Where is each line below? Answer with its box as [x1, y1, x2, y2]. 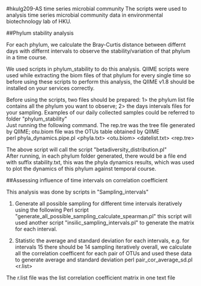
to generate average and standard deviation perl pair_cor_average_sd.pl [14, 256, 193, 263]
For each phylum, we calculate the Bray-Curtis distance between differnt [6, 41, 186, 48]
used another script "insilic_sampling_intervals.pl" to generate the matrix [14, 219, 195, 226]
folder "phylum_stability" [6, 115, 67, 122]
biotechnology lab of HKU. [6, 18, 72, 25]
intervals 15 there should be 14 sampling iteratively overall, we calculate [14, 243, 192, 251]
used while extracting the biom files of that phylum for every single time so [6, 72, 191, 79]
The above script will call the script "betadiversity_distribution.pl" [6, 146, 167, 153]
